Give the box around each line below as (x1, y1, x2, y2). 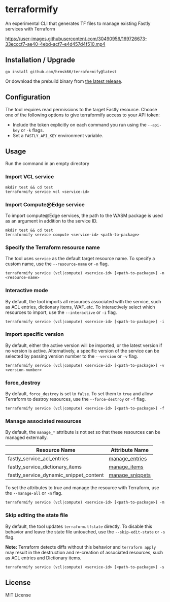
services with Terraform (5, 25, 56, 31)
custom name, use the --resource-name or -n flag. (5, 261, 109, 267)
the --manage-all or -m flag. (5, 490, 62, 496)
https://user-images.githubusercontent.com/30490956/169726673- (5, 36, 147, 42)
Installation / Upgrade (5, 56, 75, 65)
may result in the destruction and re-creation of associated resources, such (5, 549, 163, 555)
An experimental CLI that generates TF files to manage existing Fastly (5, 20, 151, 26)
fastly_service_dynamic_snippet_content (8, 471, 104, 479)
